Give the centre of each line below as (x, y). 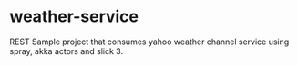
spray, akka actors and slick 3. (67, 51)
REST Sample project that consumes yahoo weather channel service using (149, 42)
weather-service (74, 17)
